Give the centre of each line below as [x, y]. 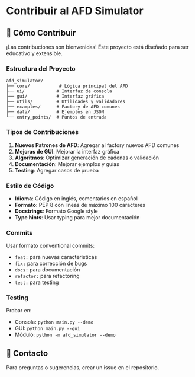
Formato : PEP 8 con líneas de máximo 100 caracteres [80, 205]
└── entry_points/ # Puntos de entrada [57, 117]
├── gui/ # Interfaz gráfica [55, 97]
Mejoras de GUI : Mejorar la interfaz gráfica [67, 151]
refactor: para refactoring [47, 276]
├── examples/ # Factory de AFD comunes [63, 107]
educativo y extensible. [35, 53]
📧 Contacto [27, 353]
